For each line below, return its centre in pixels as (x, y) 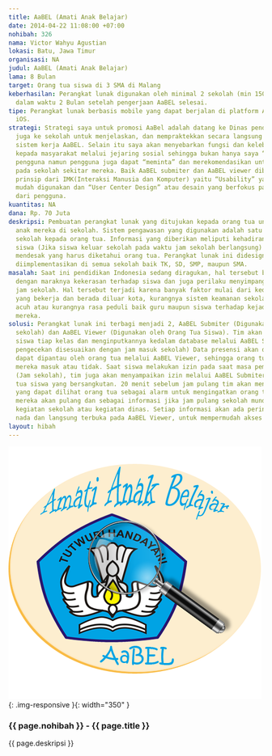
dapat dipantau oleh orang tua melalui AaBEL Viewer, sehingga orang (135, 358)
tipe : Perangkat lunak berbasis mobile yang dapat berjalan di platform (134, 111)
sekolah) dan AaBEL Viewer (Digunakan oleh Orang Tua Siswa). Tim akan (139, 333)
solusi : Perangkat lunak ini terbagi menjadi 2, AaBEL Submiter (119, 324)
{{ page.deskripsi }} (41, 743)
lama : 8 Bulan (32, 77)
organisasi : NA (34, 60)
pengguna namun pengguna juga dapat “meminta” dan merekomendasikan (134, 162)
